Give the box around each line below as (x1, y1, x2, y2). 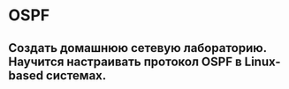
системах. (46, 68, 107, 83)
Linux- (244, 54, 281, 69)
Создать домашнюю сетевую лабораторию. (8, 41, 267, 56)
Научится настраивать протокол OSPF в (8, 54, 242, 69)
